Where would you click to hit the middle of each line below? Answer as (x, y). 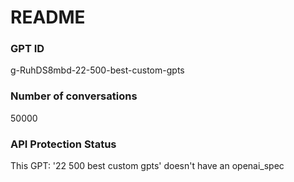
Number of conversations (74, 96)
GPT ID (27, 49)
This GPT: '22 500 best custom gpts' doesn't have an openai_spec (147, 166)
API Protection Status (63, 144)
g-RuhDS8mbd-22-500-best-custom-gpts (97, 70)
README (48, 17)
